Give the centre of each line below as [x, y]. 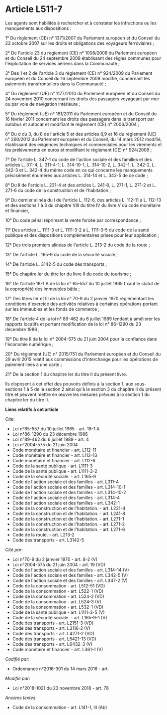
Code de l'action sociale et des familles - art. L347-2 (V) [70, 580]
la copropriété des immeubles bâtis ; [42, 289]
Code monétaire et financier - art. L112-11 [54, 450]
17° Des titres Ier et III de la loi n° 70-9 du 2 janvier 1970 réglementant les [80, 298]
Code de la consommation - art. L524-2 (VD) [58, 596]
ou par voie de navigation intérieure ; [43, 104]
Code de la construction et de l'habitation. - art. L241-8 [69, 513]
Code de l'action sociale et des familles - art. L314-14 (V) [71, 570]
